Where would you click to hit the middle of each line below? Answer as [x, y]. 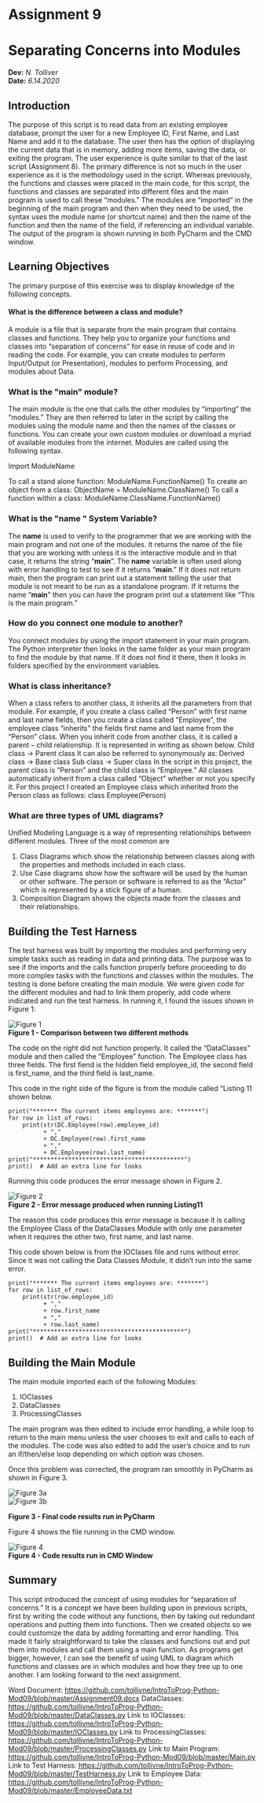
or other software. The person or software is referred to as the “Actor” [133, 881]
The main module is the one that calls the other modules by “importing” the [130, 409]
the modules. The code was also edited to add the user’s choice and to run [129, 1446]
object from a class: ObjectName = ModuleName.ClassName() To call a [123, 490]
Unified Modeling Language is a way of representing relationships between [130, 833]
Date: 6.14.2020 [34, 81]
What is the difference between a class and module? [95, 312]
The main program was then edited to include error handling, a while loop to [131, 1429]
